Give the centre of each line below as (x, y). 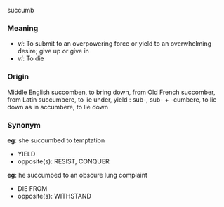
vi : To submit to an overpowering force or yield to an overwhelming (114, 44)
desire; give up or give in (53, 51)
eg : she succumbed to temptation (56, 140)
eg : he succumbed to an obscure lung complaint (77, 175)
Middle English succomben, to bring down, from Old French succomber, (111, 92)
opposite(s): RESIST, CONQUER (64, 161)
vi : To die (31, 58)
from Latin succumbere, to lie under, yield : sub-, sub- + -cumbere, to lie (112, 99)
